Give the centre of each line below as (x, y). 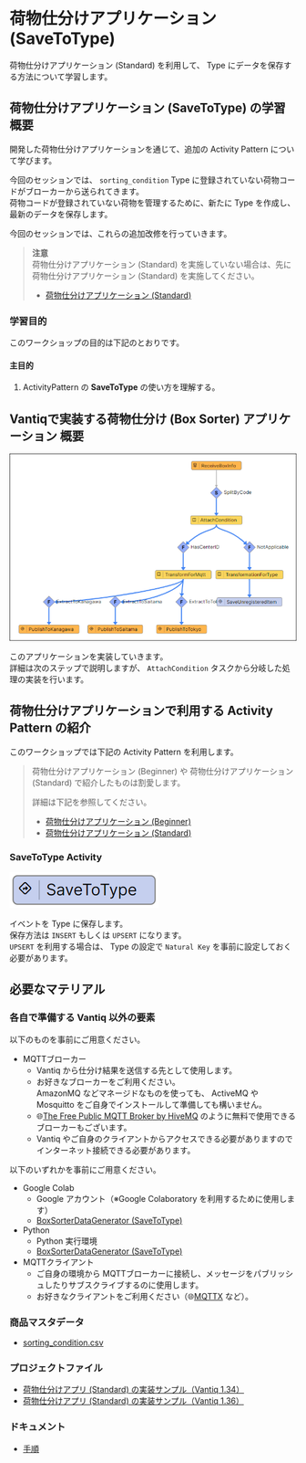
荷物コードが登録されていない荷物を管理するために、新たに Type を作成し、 (153, 203)
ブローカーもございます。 (84, 1127)
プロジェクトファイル (56, 1368)
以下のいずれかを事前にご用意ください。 (85, 1169)
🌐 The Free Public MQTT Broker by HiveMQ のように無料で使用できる (166, 1116)
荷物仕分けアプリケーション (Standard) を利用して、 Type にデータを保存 (147, 65)
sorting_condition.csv (63, 1342)
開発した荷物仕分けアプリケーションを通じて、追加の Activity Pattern (139, 149)
